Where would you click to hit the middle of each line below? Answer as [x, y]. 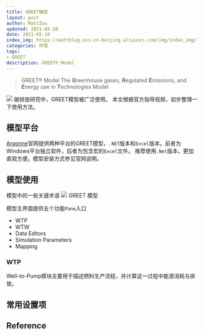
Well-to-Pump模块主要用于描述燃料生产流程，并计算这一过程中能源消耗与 [98, 276]
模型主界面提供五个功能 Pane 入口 [46, 209]
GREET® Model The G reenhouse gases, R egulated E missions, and [104, 80]
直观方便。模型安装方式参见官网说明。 [54, 159]
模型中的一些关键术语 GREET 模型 [52, 196]
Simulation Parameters [43, 240]
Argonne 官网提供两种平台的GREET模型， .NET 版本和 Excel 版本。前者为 [94, 143]
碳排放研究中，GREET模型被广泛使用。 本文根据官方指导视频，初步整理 [103, 99]
